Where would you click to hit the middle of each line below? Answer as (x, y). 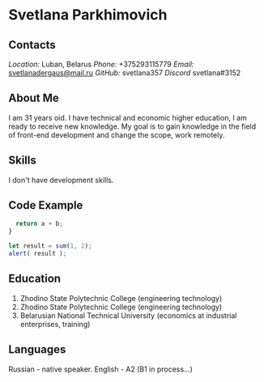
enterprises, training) (55, 324)
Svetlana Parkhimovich (88, 15)
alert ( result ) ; (38, 254)
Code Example (46, 205)
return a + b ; (39, 224)
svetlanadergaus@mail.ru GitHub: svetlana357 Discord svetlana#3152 (125, 73)
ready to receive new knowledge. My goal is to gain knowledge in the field (132, 126)
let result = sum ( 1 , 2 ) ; (50, 246)
